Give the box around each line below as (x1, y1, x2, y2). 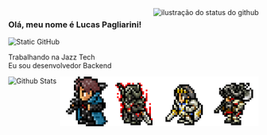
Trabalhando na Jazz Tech (8, 52, 95, 62)
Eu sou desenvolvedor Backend (8, 61, 112, 71)
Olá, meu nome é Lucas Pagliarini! (8, 19, 142, 30)
